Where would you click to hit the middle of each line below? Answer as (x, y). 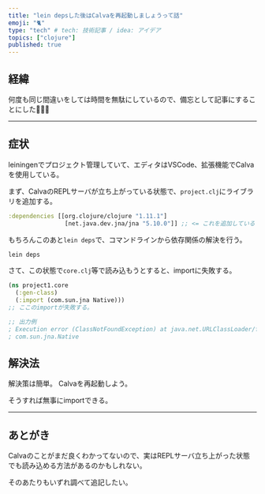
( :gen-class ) (37, 293)
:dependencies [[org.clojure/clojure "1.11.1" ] (88, 216)
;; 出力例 (22, 322)
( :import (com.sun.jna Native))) (70, 300)
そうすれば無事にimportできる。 (60, 401)
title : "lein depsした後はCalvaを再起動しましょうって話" (96, 15)
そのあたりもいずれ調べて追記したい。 (70, 482)
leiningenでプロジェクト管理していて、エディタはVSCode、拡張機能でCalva (131, 164)
